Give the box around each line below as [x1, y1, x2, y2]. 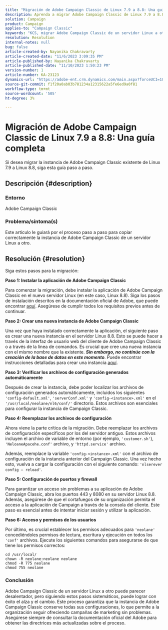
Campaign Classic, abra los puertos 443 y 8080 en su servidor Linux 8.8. [5, 491, 156, 497]
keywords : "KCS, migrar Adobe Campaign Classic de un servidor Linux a [5, 30, 157, 35]
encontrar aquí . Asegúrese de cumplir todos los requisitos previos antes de [5, 303, 160, 309]
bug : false [5, 44, 28, 49]
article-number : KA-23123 [5, 72, 59, 77]
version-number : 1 [5, 68, 43, 73]
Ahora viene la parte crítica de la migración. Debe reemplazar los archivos [5, 424, 158, 430]
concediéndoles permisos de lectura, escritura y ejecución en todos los [5, 531, 152, 537]
